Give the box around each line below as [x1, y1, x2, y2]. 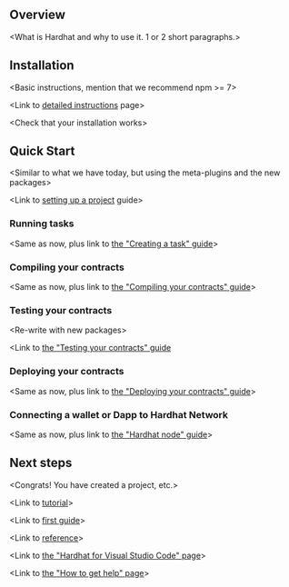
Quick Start [9, 144, 75, 159]
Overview [9, 7, 66, 23]
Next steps [9, 455, 73, 471]
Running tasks [9, 217, 75, 230]
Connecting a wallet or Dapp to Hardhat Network [9, 408, 229, 421]
